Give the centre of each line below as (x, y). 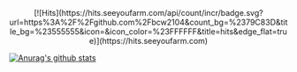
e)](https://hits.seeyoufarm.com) (148, 41)
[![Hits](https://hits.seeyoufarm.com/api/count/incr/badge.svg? (148, 13)
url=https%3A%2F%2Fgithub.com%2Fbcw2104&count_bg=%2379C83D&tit (148, 22)
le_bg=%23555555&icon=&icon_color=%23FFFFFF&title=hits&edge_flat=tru (148, 32)
